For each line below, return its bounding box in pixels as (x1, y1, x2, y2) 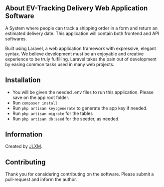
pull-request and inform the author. (5, 176, 77, 182)
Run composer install (12, 99, 58, 105)
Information (5, 130, 43, 139)
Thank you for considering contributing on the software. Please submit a (5, 171, 154, 177)
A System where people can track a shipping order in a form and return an (5, 25, 158, 31)
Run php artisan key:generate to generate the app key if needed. (12, 105, 148, 111)
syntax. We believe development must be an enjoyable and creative (5, 50, 144, 56)
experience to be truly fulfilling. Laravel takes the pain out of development (5, 56, 157, 62)
